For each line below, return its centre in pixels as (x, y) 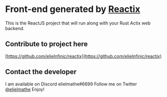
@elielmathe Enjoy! (25, 89)
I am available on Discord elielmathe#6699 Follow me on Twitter (71, 84)
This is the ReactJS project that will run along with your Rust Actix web (78, 23)
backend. (15, 28)
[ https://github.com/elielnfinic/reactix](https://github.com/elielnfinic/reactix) (83, 56)
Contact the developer (41, 72)
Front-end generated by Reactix (73, 9)
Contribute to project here (46, 44)
